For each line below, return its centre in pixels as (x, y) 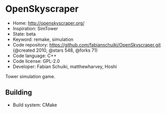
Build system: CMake (35, 105)
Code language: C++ (35, 55)
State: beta (24, 34)
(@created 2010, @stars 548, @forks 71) (55, 50)
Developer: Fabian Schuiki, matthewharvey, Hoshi (65, 66)
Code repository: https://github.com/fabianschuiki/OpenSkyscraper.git (87, 44)
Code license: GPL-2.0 (36, 61)
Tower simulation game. (30, 76)
